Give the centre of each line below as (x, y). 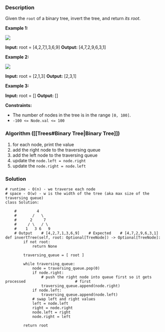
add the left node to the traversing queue (55, 155)
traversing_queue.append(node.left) (79, 295)
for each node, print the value (43, 144)
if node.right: (48, 273)
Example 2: (17, 57)
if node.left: (47, 290)
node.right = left (51, 316)
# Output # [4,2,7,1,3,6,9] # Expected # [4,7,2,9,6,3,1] (86, 233)
